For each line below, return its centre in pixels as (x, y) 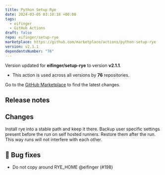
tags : (11, 19)
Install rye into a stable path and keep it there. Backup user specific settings (82, 129)
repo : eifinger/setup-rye (32, 38)
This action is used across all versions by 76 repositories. (71, 75)
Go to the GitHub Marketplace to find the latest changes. (63, 84)
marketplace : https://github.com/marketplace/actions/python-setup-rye (81, 42)
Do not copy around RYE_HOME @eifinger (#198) (62, 167)
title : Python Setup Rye (31, 10)
